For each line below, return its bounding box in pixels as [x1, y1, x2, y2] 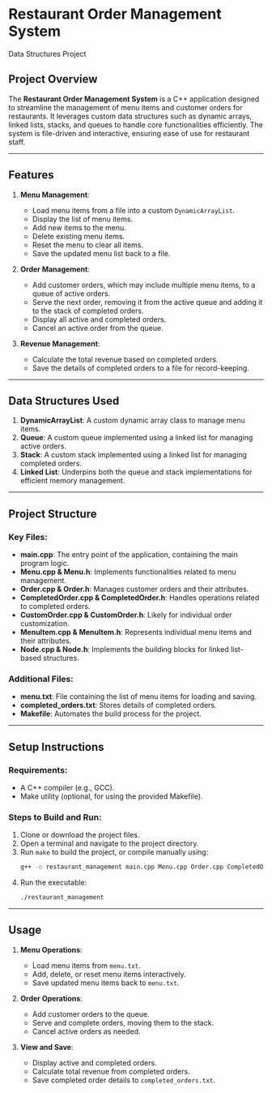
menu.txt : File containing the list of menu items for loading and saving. [19, 692, 257, 701]
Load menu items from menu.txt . [32, 960, 142, 970]
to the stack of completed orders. [32, 306, 144, 315]
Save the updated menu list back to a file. [32, 248, 171, 258]
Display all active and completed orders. [32, 314, 167, 324]
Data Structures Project [8, 49, 87, 58]
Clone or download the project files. [19, 830, 140, 840]
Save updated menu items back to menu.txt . [32, 978, 180, 988]
